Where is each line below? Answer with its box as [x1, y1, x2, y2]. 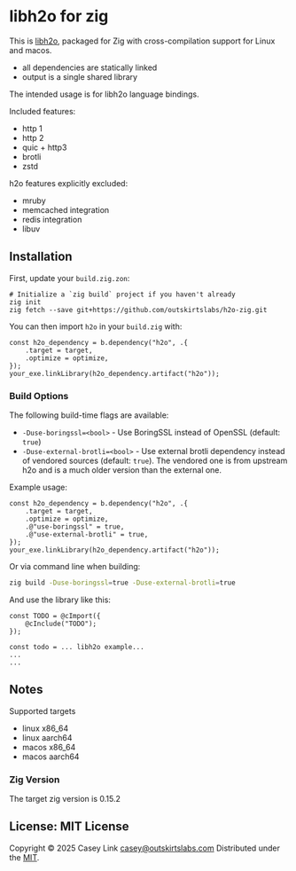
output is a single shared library [21, 71, 138, 82]
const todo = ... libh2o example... [9, 642, 144, 651]
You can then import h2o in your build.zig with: [9, 321, 183, 332]
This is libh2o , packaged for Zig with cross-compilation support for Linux [9, 35, 276, 46]
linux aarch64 [21, 732, 73, 742]
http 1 [21, 122, 43, 134]
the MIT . [9, 851, 40, 862]
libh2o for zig [9, 6, 109, 27]
